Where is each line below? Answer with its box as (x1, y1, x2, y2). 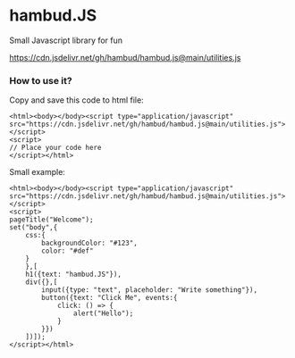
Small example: (9, 167, 65, 178)
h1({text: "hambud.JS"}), (25, 270, 122, 279)
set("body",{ (9, 223, 58, 232)
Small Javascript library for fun (9, 35, 123, 46)
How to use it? (9, 74, 73, 87)
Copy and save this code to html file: (9, 95, 145, 105)
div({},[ (25, 278, 58, 287)
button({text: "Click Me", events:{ (41, 294, 178, 303)
